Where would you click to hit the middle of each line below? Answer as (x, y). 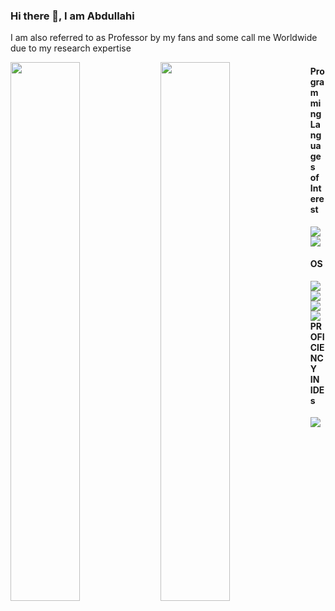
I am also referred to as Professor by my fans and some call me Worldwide (164, 38)
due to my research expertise (71, 48)
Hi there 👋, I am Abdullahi (72, 16)
